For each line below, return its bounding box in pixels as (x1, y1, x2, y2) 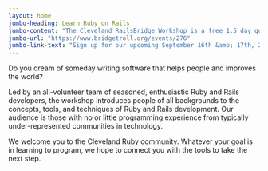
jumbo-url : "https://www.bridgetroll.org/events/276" (8, 34, 191, 42)
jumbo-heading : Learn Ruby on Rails (8, 19, 130, 27)
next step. (8, 153, 41, 164)
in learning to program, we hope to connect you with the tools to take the (8, 145, 248, 155)
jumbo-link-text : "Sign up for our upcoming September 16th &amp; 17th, (8, 42, 255, 50)
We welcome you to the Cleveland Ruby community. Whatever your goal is (8, 137, 254, 146)
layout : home (8, 11, 52, 20)
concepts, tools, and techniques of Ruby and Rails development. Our (8, 105, 234, 114)
